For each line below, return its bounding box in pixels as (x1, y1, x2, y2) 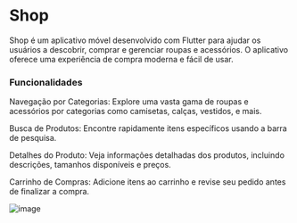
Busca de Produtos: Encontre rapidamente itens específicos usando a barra (9, 123, 287, 134)
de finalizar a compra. (9, 186, 90, 197)
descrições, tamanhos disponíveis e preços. (9, 160, 171, 170)
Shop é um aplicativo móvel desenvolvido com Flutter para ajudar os (9, 35, 261, 45)
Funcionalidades (9, 76, 83, 88)
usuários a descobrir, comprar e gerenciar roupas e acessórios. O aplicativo (9, 44, 288, 54)
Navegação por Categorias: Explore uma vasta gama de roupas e (9, 96, 249, 107)
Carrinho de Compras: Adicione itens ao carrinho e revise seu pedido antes (9, 177, 286, 187)
